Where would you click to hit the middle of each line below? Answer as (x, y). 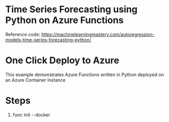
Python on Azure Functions (65, 20)
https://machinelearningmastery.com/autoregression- (98, 34)
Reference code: (23, 34)
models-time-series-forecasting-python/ (48, 40)
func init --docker (31, 115)
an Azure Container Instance (35, 80)
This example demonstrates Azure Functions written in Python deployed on (84, 75)
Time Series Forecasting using (71, 9)
